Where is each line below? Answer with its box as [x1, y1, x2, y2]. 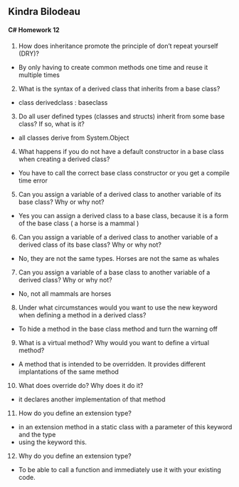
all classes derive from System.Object [18, 133, 129, 142]
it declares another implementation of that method [18, 395, 166, 404]
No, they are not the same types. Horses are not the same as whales [18, 254, 220, 262]
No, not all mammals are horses [18, 289, 112, 298]
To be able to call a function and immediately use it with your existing [18, 465, 221, 473]
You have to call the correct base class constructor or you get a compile [18, 168, 230, 177]
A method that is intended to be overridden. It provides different [18, 359, 206, 368]
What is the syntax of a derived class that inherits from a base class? [18, 84, 221, 93]
